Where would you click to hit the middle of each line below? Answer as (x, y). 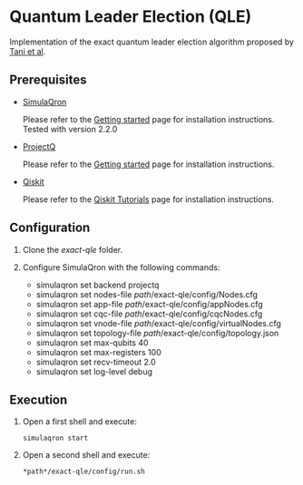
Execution (39, 399)
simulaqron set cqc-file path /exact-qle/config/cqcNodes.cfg (149, 314)
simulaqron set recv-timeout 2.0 (96, 362)
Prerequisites (48, 80)
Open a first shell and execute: (80, 422)
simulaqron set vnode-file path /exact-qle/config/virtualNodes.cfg (158, 323)
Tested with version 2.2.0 (70, 129)
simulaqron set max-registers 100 (98, 352)
